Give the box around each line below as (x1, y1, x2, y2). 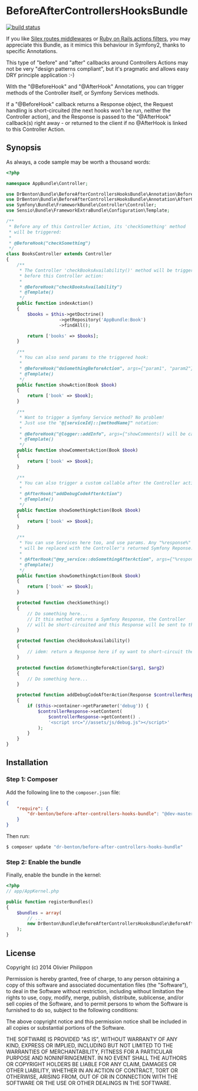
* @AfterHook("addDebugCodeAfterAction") (19, 491, 123, 497)
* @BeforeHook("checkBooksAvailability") (19, 284, 123, 290)
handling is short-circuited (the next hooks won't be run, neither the (6, 107, 171, 114)
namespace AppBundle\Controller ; (6, 180, 88, 186)
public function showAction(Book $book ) (16, 382, 117, 388)
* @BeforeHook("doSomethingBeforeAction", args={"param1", (19, 365, 167, 371)
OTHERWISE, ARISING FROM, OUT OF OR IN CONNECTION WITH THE (6, 1073, 178, 1080)
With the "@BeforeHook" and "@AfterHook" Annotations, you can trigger (6, 83, 184, 90)
